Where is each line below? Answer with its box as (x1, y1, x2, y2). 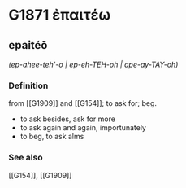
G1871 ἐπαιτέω (8, 6, 111, 24)
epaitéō (8, 38, 48, 52)
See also (8, 152, 43, 164)
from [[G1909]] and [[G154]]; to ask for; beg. (8, 98, 157, 108)
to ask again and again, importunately (19, 123, 146, 133)
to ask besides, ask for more (19, 114, 116, 124)
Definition (8, 80, 49, 91)
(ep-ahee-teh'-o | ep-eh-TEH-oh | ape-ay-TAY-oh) (8, 59, 179, 69)
